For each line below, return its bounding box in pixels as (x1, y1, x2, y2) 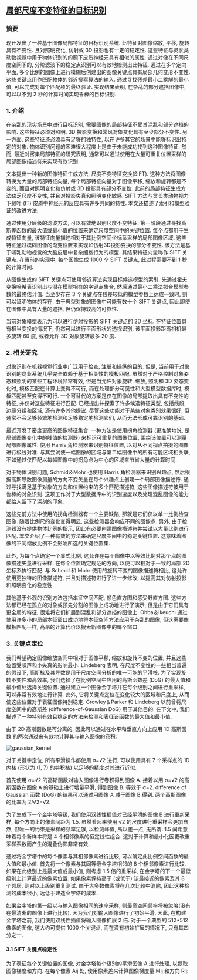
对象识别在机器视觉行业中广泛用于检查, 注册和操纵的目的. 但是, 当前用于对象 (6, 363, 189, 370)
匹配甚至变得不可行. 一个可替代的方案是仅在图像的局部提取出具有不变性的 (11, 392, 189, 399)
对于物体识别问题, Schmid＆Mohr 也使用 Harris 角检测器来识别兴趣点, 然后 (6, 469, 185, 476)
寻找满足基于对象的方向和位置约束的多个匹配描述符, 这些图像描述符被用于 (11, 483, 189, 490)
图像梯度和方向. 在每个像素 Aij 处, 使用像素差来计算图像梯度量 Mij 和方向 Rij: (6, 967, 189, 974)
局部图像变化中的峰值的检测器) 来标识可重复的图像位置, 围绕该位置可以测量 (6, 434, 188, 442)
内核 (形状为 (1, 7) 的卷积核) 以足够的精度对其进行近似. (6, 764, 137, 771)
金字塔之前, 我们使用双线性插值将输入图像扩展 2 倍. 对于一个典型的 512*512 (6, 917, 189, 924)
